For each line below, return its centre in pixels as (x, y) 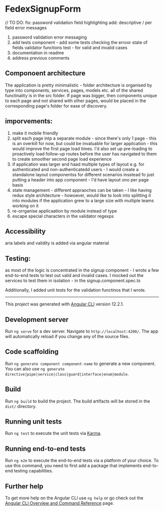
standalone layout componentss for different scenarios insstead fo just (83, 174)
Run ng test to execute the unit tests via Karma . (53, 433)
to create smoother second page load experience (62, 159)
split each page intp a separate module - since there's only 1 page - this (84, 138)
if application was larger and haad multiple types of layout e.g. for (78, 164)
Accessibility (25, 231)
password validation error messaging (49, 37)
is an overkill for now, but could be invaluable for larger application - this (85, 143)
